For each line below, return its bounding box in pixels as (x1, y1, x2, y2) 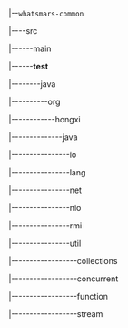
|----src (8, 26, 38, 36)
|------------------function (8, 291, 108, 302)
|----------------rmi (8, 220, 83, 231)
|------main (8, 43, 52, 54)
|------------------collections (8, 256, 118, 266)
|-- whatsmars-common (8, 8, 84, 18)
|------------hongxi (8, 114, 81, 124)
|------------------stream (8, 309, 103, 319)
